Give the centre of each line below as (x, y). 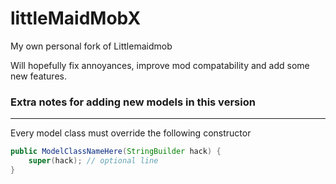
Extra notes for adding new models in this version (133, 102)
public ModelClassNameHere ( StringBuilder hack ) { (116, 152)
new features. (38, 76)
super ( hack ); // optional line (93, 161)
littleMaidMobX (76, 18)
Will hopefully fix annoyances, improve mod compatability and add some (160, 65)
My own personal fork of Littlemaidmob (91, 46)
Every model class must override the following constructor (131, 133)
